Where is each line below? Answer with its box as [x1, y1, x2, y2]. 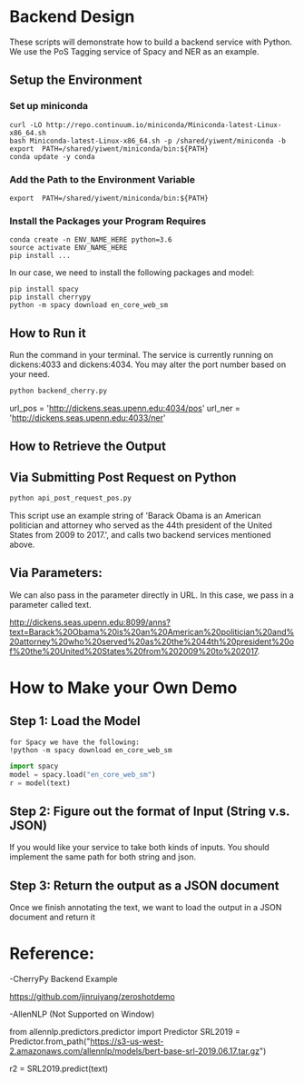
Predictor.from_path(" [9, 1036, 91, 1047]
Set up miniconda [9, 100, 89, 113]
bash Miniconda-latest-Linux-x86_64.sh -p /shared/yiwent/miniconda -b [9, 136, 286, 145]
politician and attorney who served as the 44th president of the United [9, 520, 272, 531]
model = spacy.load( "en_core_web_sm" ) [9, 770, 156, 779]
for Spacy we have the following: [9, 738, 141, 747]
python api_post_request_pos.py [9, 493, 132, 503]
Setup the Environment [9, 73, 142, 88]
